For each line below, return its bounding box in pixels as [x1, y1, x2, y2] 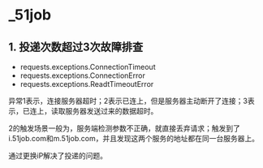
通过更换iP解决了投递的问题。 [8, 151, 108, 160]
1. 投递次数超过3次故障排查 [8, 40, 144, 54]
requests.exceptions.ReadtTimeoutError [19, 80, 154, 88]
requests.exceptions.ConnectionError [19, 71, 146, 80]
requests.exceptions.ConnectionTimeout [19, 62, 156, 71]
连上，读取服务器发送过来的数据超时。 [29, 106, 158, 115]
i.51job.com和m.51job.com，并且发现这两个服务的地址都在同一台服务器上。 [8, 134, 260, 143]
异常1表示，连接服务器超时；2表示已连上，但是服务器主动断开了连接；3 [8, 96, 248, 106]
